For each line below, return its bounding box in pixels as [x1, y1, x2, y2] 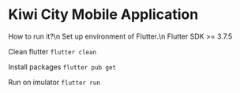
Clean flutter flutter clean [8, 46, 97, 56]
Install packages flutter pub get [8, 61, 117, 72]
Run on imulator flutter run [8, 77, 101, 87]
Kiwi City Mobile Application [8, 6, 199, 24]
